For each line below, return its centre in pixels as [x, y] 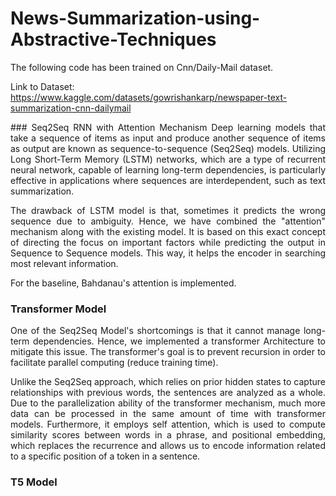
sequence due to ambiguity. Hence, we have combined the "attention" [168, 221]
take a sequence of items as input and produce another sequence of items [168, 138]
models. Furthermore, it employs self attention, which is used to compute [168, 424]
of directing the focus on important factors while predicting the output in [168, 242]
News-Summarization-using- [135, 18]
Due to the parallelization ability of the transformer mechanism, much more [168, 403]
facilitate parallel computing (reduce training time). [114, 363]
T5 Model [34, 482]
